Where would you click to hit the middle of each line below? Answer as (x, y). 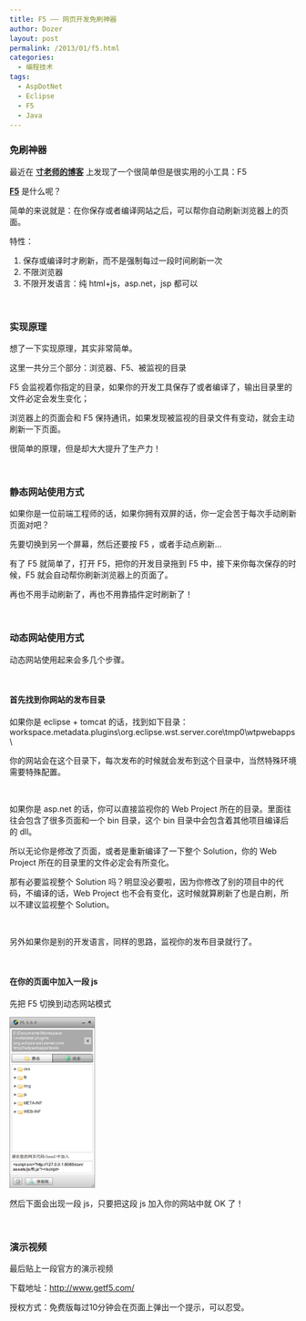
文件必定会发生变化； (49, 398)
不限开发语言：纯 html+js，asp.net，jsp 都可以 (110, 283)
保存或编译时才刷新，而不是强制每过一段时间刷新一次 (122, 261)
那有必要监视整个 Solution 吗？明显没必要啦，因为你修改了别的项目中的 (143, 881)
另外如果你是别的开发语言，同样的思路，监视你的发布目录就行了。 (133, 941)
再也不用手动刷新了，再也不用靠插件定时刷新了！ (101, 594)
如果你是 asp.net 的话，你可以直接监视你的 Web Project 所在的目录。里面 (147, 809)
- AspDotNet (41, 87)
